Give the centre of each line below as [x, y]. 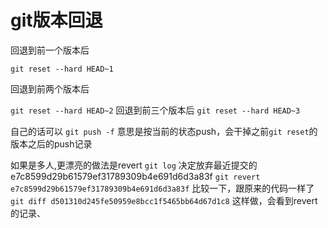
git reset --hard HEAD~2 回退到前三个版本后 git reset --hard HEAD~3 [155, 110]
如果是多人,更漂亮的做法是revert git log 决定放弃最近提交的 [134, 165]
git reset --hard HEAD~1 [62, 69]
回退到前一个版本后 [50, 50]
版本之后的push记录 [51, 143]
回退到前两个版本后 [50, 88]
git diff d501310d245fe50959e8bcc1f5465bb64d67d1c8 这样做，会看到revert [164, 200]
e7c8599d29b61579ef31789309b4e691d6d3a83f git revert [135, 176]
